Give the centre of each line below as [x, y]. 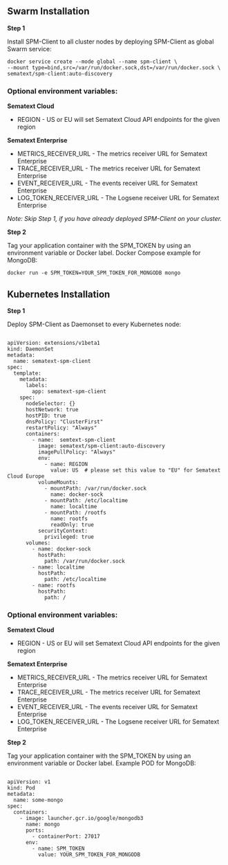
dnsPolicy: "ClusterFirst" [64, 422]
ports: [35, 830]
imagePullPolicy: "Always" [77, 452]
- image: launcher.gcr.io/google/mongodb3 [82, 819]
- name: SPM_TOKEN [58, 849]
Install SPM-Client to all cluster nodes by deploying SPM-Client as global [111, 42]
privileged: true [69, 537]
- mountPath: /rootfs [75, 512]
